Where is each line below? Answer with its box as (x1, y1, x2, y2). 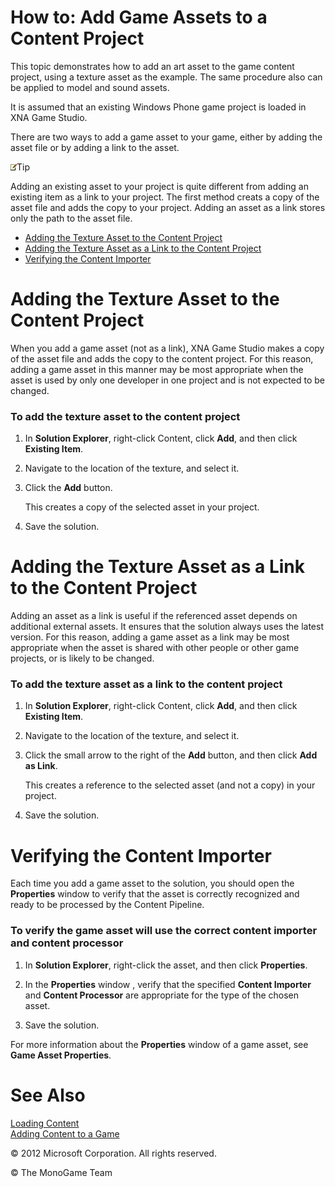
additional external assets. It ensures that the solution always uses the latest (10, 621, 324, 633)
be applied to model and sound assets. (10, 81, 170, 93)
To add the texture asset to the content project (10, 409, 241, 423)
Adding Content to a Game (10, 1127, 120, 1140)
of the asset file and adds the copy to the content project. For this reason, (10, 352, 314, 365)
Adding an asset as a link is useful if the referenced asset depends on (10, 610, 298, 622)
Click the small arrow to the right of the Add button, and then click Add (24, 749, 318, 761)
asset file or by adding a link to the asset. (10, 141, 180, 153)
